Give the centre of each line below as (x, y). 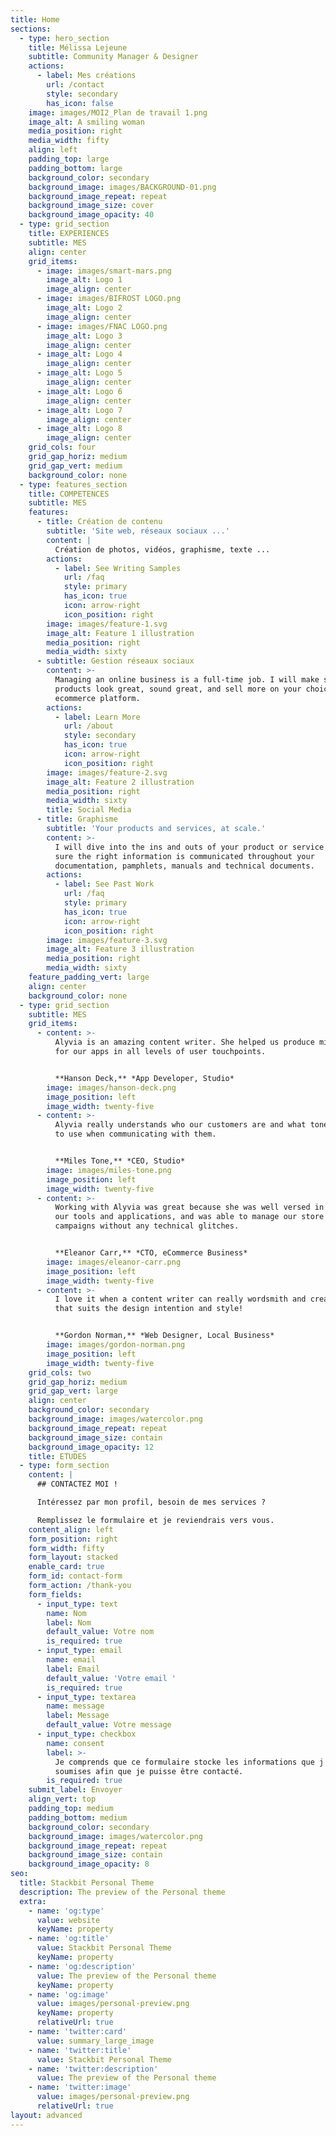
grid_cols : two (60, 1372)
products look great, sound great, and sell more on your (178, 689)
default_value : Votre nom (100, 1632)
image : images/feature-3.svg (107, 940)
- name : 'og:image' (69, 1994)
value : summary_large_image (95, 2041)
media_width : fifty (69, 141)
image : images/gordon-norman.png (116, 1345)
